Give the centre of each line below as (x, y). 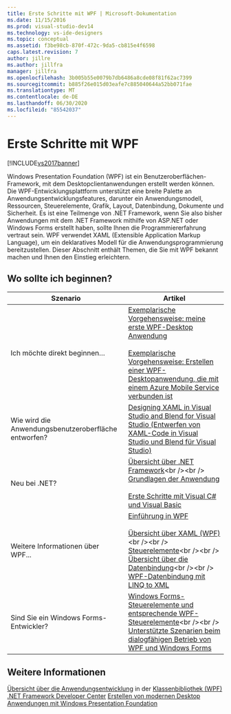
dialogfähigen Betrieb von (170, 639)
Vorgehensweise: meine (167, 318)
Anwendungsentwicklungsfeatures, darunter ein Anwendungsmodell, (105, 198)
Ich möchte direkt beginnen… (58, 353)
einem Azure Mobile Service (174, 387)
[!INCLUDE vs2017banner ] (44, 163)
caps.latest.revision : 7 (43, 52)
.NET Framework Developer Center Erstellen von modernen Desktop (104, 696)
